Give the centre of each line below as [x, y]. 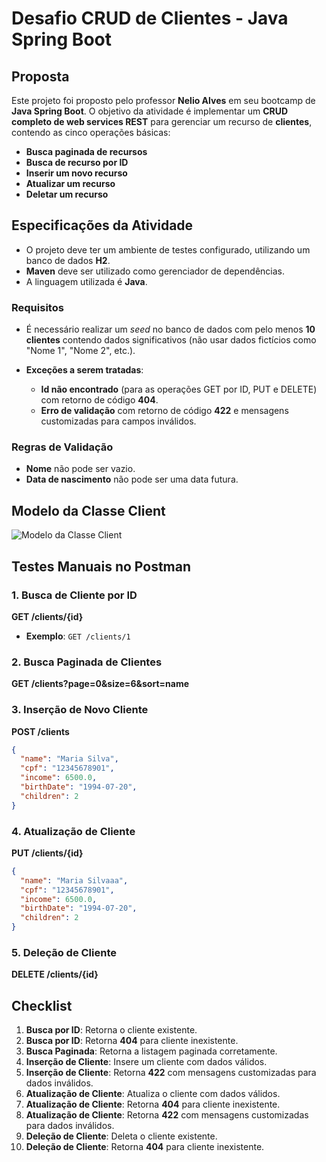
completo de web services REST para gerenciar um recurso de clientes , [162, 121]
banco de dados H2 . [68, 260]
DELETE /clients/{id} [55, 974]
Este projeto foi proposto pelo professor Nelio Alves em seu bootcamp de [163, 100]
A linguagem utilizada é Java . [86, 281]
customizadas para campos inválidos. [118, 421]
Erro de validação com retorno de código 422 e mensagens [164, 411]
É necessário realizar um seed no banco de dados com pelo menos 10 [170, 329]
